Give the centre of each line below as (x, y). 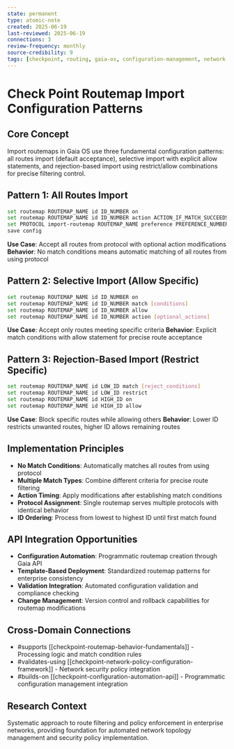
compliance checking (48, 593)
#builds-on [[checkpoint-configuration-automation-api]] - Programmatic (121, 677)
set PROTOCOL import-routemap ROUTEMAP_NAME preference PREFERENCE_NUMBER (118, 224)
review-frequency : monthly (46, 46)
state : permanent (32, 14)
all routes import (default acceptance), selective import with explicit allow (112, 159)
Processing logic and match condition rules (79, 655)
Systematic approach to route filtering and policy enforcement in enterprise (115, 722)
